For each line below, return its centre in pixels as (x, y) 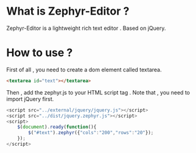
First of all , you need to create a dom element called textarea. (84, 69)
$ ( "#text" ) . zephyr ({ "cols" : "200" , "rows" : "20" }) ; (91, 133)
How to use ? (40, 53)
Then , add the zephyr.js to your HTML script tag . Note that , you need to (98, 92)
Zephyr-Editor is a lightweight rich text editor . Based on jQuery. (86, 28)
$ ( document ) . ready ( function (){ (57, 127)
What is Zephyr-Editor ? (68, 11)
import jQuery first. (30, 99)
